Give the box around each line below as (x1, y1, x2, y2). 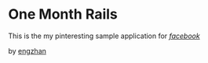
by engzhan (8, 46, 47, 55)
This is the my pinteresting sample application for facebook (8, 31, 200, 40)
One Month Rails (8, 5, 118, 23)
